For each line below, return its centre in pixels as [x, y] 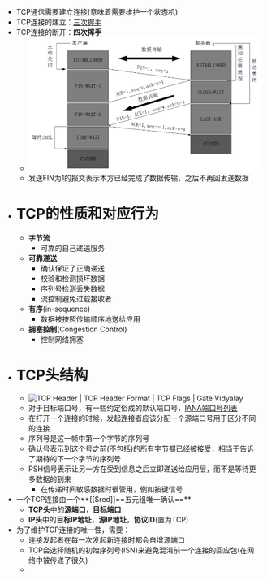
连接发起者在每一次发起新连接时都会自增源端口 [106, 539]
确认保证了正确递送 [73, 268]
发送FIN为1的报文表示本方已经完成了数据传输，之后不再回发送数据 [138, 178]
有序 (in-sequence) [59, 309]
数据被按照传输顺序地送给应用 [90, 319]
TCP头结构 [52, 375]
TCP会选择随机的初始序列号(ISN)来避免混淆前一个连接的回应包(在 [138, 550]
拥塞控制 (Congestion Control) [78, 329]
